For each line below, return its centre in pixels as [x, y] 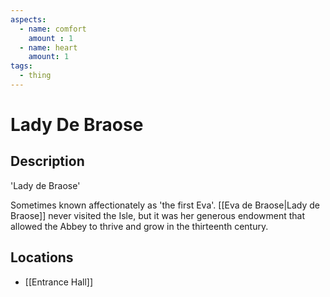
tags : [21, 66]
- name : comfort [53, 29]
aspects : [28, 19]
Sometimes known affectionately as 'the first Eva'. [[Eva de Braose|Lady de [165, 205]
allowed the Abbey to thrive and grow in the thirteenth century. [139, 226]
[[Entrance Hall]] [59, 282]
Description [47, 161]
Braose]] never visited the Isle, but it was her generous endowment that [158, 215]
